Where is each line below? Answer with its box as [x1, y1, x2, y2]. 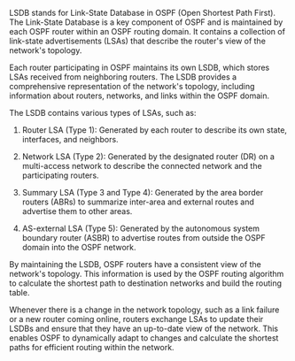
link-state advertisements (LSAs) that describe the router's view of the [9, 35, 266, 46]
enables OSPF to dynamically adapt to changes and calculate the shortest [9, 333, 279, 343]
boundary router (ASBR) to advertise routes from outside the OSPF [21, 233, 266, 242]
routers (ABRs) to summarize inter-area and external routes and [21, 196, 255, 207]
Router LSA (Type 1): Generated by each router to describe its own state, [21, 125, 288, 135]
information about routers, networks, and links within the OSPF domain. [9, 90, 270, 101]
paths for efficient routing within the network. [9, 342, 175, 352]
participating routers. [21, 170, 99, 180]
